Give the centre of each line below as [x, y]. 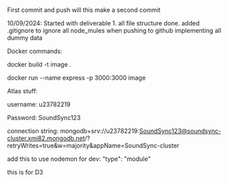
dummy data [25, 38]
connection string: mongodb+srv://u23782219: [73, 131]
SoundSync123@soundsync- [180, 131]
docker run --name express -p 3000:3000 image [77, 78]
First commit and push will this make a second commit [84, 10]
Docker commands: [35, 51]
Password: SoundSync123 [44, 117]
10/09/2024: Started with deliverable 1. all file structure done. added [103, 23]
